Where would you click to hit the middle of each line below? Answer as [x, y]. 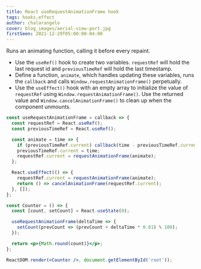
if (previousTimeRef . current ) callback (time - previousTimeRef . [99, 145]
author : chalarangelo [33, 23]
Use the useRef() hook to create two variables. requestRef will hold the [102, 63]
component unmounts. [43, 107]
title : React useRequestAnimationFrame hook [63, 12]
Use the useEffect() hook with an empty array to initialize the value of [101, 88]
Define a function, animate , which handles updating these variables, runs [104, 75]
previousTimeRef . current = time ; [59, 151]
